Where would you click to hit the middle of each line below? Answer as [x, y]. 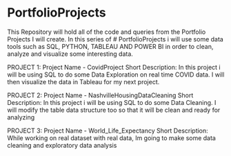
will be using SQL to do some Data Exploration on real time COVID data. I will [116, 75]
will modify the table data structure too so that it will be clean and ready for [114, 110]
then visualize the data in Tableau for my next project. [83, 81]
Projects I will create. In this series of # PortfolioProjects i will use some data [115, 39]
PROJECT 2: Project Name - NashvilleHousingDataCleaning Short [100, 95]
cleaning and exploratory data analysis [62, 145]
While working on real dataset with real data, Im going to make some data [111, 138]
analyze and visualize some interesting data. [70, 54]
